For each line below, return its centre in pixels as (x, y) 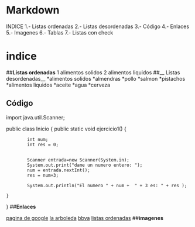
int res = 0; (43, 145)
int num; (38, 139)
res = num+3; (43, 175)
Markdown (33, 10)
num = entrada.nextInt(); (59, 170)
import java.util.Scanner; (36, 117)
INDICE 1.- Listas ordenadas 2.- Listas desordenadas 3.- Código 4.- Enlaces (97, 26)
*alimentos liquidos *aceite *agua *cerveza (58, 85)
